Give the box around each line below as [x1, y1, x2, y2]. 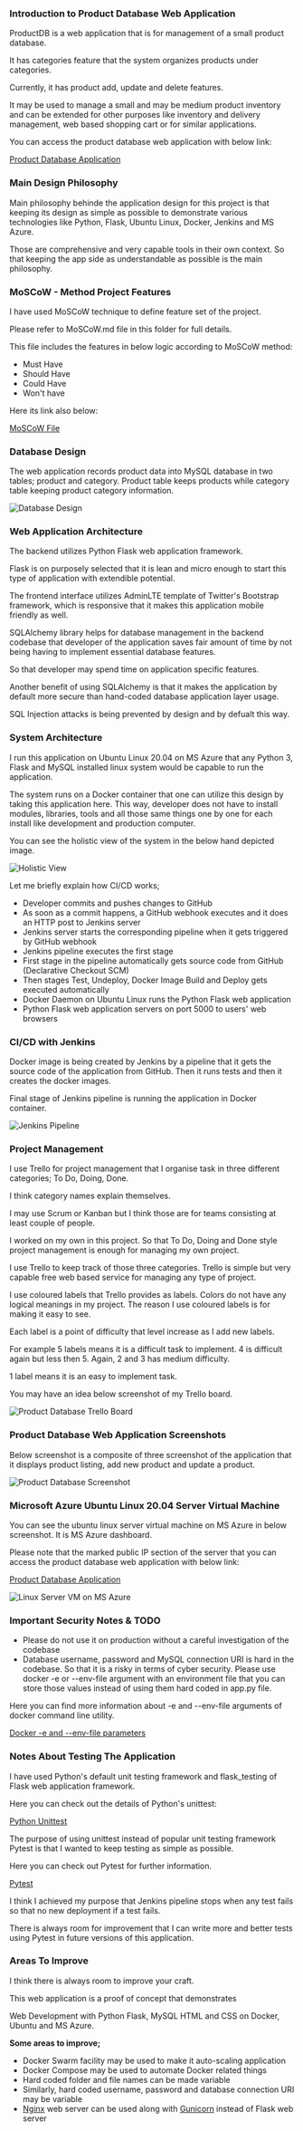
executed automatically [22, 984, 110, 994]
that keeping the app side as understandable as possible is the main [9, 253, 263, 264]
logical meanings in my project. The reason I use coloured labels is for [9, 1299, 271, 1310]
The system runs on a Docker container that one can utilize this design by [9, 789, 284, 800]
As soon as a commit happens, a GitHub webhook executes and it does [22, 907, 289, 917]
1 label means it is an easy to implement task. [9, 1371, 178, 1382]
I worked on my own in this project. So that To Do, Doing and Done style [9, 1235, 278, 1246]
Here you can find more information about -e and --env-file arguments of [9, 1701, 282, 1712]
